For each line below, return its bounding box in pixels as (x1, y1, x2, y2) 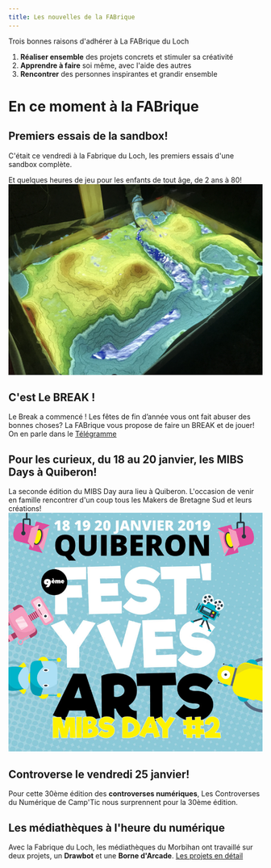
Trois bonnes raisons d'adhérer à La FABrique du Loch (8, 36, 190, 46)
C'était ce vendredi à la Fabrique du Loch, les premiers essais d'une (8, 150, 235, 161)
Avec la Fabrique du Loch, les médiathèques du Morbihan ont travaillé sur (8, 842, 253, 852)
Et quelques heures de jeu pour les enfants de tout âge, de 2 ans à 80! (8, 174, 242, 185)
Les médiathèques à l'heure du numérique (8, 820, 226, 835)
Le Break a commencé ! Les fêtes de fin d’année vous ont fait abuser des (8, 412, 252, 421)
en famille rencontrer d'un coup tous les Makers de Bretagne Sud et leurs (8, 495, 252, 505)
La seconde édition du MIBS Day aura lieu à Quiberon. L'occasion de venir (8, 487, 254, 497)
